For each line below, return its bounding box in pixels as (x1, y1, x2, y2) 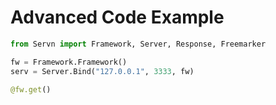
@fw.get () (10, 84, 52, 95)
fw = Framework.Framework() (10, 57, 128, 67)
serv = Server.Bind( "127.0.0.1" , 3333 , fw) (10, 66, 195, 76)
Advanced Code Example (10, 6, 225, 29)
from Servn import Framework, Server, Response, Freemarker (10, 39, 267, 49)
